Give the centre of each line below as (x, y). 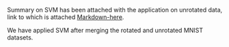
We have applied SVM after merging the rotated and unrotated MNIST (105, 30)
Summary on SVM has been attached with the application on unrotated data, (115, 10)
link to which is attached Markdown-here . (66, 17)
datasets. (20, 37)
